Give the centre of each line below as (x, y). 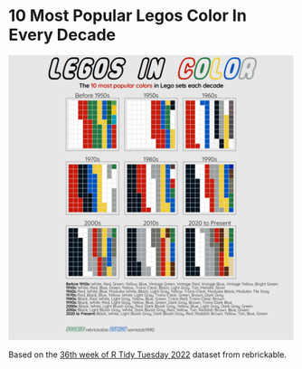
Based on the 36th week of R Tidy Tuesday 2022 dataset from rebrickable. (147, 355)
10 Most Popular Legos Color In (128, 16)
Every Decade (62, 35)
